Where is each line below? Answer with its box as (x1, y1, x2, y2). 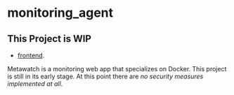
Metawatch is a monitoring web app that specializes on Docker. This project (7, 65, 227, 73)
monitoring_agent (7, 5, 114, 21)
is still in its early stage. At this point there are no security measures (7, 72, 204, 80)
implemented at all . (7, 80, 63, 88)
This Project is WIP (7, 33, 91, 45)
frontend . (17, 51, 45, 59)
